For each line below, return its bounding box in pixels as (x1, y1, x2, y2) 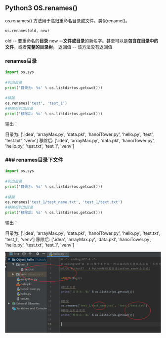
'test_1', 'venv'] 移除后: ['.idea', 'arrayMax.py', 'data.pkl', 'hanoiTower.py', (5, 237, 152, 243)
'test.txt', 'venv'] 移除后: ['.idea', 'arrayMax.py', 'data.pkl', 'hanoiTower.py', (5, 137, 155, 143)
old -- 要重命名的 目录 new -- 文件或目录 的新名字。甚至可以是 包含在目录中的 (5, 38, 159, 43)
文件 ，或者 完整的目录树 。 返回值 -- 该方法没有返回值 (5, 44, 113, 50)
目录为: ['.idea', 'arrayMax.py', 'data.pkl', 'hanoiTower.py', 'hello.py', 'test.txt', (5, 230, 161, 236)
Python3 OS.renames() (5, 4, 78, 12)
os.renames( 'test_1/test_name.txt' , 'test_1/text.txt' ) (5, 200, 123, 205)
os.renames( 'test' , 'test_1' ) (5, 101, 68, 106)
